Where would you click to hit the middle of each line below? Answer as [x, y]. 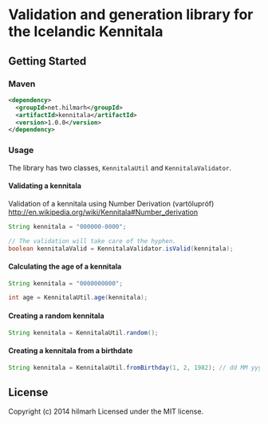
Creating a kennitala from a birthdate [71, 351]
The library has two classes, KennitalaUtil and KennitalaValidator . [120, 167]
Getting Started [47, 61]
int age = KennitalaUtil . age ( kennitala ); [78, 298]
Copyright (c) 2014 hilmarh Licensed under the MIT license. [106, 411]
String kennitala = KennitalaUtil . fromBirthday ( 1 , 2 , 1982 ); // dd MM [128, 367]
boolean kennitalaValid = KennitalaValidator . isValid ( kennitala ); [121, 249]
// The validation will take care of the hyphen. [93, 241]
